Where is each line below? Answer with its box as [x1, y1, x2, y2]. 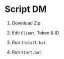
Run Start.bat [11, 49, 42, 55]
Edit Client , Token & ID [11, 29, 59, 35]
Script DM [4, 3, 47, 15]
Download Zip [11, 20, 41, 26]
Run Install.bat [11, 39, 46, 45]
